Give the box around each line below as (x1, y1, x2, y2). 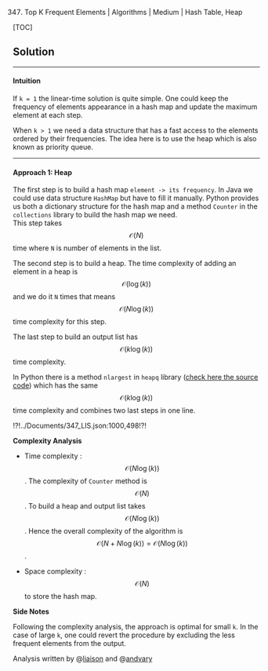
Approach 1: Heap (13, 167, 73, 177)
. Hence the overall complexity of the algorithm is (24, 527, 183, 536)
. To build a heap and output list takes (24, 501, 146, 511)
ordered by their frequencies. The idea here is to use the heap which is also (13, 134, 257, 144)
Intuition (13, 76, 42, 86)
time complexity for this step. (13, 317, 107, 326)
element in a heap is (13, 267, 78, 276)
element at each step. (13, 111, 83, 120)
